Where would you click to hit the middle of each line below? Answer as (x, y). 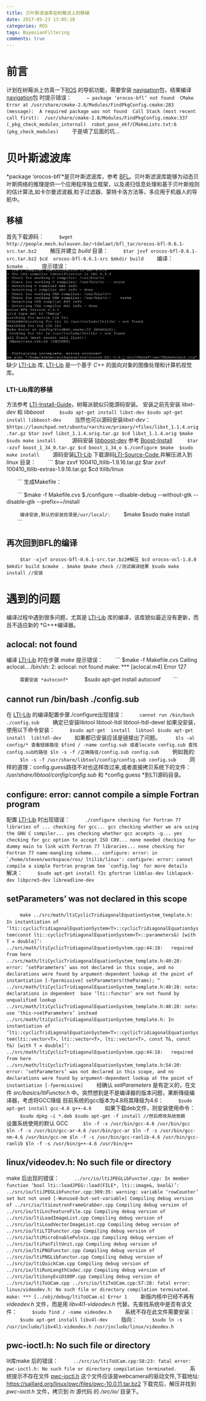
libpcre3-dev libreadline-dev (56, 880)
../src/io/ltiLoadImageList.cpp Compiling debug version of (85, 1218)
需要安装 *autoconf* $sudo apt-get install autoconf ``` (99, 680)
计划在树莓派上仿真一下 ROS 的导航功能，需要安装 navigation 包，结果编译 (99, 90)
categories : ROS (27, 26)
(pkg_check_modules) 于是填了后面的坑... (63, 131)
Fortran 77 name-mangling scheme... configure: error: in (82, 853)
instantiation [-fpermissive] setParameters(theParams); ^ (83, 981)
